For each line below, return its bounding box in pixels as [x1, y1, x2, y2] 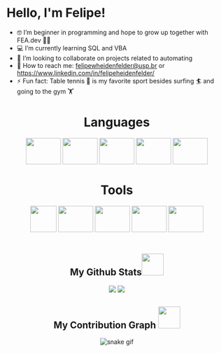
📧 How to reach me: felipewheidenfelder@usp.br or [16, 61, 165, 69]
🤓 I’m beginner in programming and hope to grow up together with [16, 28, 208, 36]
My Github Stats [70, 266, 142, 278]
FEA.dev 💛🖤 [16, 36, 51, 44]
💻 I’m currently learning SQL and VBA [16, 43, 127, 52]
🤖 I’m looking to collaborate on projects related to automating [16, 54, 193, 62]
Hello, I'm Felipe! [6, 5, 106, 21]
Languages [83, 114, 150, 130]
